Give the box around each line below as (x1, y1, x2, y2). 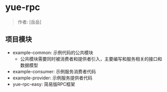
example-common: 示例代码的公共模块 (12, 50, 94, 56)
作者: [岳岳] (17, 19, 41, 25)
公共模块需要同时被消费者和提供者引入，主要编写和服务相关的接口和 (20, 56, 162, 62)
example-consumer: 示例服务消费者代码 (12, 68, 96, 74)
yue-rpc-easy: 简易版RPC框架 (12, 81, 75, 87)
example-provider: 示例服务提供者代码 (12, 75, 93, 81)
